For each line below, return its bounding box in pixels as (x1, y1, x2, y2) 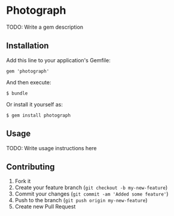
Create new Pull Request (14, 203, 76, 210)
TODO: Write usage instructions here (6, 144, 97, 151)
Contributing (6, 162, 55, 172)
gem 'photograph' (6, 68, 50, 74)
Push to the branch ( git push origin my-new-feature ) (14, 197, 148, 204)
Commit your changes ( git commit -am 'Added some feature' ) (14, 190, 169, 197)
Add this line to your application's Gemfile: (6, 56, 111, 63)
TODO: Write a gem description (6, 23, 84, 31)
